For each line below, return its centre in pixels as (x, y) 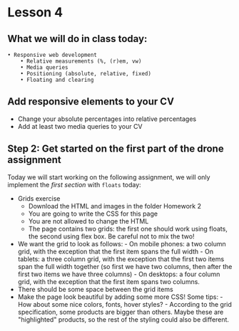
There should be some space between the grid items (95, 289)
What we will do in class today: (77, 39)
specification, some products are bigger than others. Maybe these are (121, 312)
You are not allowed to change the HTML (88, 221)
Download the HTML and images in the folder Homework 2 (115, 206)
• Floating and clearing (57, 80)
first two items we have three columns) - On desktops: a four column (119, 274)
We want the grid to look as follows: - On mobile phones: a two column (122, 243)
